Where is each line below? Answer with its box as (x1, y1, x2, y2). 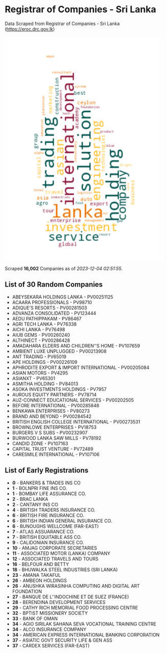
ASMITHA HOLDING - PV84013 (12, 381, 79, 387)
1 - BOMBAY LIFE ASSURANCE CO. (12, 491, 86, 497)
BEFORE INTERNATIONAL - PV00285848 (12, 402, 100, 408)
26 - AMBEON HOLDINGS (12, 577, 67, 584)
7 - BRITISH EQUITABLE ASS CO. (12, 534, 82, 540)
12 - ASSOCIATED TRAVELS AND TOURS (12, 555, 99, 562)
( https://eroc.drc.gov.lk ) (5, 26, 55, 32)
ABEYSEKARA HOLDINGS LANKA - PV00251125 (12, 294, 113, 300)
